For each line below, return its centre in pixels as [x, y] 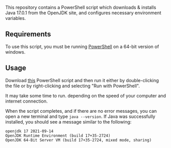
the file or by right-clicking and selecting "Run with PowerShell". [73, 86]
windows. [15, 52]
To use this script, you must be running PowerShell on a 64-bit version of [82, 46]
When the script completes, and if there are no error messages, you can [81, 111]
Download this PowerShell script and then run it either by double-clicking [82, 80]
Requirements [28, 34]
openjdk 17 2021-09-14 [29, 131]
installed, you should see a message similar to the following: [68, 121]
